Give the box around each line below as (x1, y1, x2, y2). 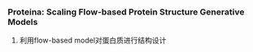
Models (7, 16, 38, 27)
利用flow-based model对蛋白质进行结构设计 (19, 35, 167, 46)
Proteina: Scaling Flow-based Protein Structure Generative (7, 6, 245, 18)
